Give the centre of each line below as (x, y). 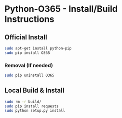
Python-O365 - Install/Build (61, 9)
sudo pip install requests (32, 106)
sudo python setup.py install (35, 111)
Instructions (29, 19)
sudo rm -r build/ (23, 101)
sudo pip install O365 (27, 53)
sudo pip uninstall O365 (29, 76)
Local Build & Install (34, 91)
